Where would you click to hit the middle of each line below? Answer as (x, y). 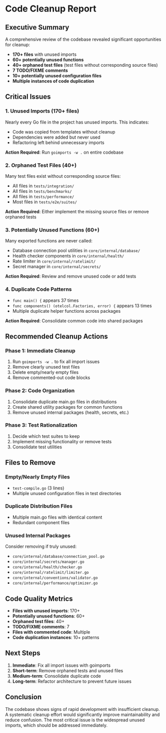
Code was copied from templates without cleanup (64, 132)
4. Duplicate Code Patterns (38, 289)
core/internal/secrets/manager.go (48, 562)
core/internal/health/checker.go (47, 567)
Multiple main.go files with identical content (57, 517)
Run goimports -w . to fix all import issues (56, 361)
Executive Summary (37, 27)
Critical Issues (28, 97)
